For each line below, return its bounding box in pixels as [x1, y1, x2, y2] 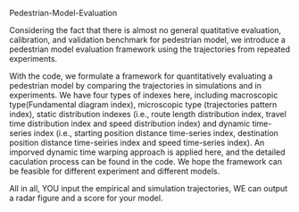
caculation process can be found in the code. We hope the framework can [9, 157, 283, 166]
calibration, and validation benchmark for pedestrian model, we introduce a [9, 35, 286, 45]
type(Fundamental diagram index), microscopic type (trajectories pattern [9, 99, 278, 110]
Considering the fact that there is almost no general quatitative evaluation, [9, 25, 282, 35]
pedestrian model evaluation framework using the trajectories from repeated [9, 44, 291, 55]
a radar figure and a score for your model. [9, 192, 163, 203]
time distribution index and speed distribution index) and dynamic [9, 118, 251, 129]
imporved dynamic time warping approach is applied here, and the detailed [9, 147, 286, 157]
